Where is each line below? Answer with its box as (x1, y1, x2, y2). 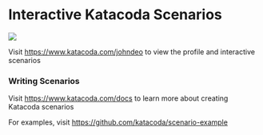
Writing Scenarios (8, 75, 80, 86)
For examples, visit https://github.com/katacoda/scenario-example (8, 117, 228, 127)
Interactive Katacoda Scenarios (8, 6, 222, 24)
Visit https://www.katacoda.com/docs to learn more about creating (8, 93, 229, 103)
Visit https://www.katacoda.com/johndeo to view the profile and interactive (8, 46, 256, 57)
